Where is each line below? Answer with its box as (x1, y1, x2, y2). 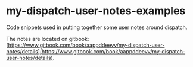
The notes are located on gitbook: (6, 35, 89, 42)
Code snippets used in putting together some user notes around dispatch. (6, 24, 188, 31)
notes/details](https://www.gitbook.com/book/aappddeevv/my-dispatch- (6, 47, 186, 55)
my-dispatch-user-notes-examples (6, 4, 186, 18)
